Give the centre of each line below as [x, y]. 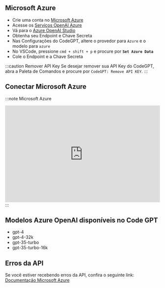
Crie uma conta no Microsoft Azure [48, 20]
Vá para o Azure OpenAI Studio [44, 30]
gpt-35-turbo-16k [30, 248]
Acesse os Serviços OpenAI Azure [47, 25]
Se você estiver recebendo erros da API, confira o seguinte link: [70, 275]
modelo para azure [31, 46]
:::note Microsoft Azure [28, 98]
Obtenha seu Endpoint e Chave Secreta [52, 35]
